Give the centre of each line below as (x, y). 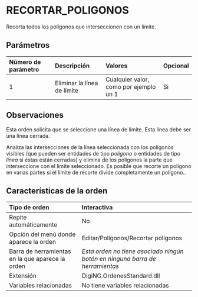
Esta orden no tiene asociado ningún (133, 251)
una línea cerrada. (28, 135)
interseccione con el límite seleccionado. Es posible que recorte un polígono (99, 166)
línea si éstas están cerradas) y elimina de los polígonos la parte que (89, 160)
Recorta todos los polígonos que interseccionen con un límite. (81, 27)
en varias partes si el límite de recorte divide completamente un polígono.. (96, 172)
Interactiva (97, 208)
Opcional (176, 66)
